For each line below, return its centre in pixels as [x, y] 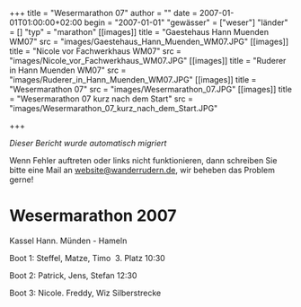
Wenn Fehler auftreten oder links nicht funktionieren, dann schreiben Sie [143, 160]
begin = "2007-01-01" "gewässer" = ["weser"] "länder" [186, 22]
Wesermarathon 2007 [93, 216]
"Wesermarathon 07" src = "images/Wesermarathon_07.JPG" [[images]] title [150, 89]
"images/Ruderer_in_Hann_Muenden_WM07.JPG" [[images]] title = [133, 79]
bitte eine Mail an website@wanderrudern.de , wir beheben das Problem [142, 170]
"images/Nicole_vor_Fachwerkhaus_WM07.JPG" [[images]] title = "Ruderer [148, 61]
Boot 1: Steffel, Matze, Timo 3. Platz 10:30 [88, 258]
